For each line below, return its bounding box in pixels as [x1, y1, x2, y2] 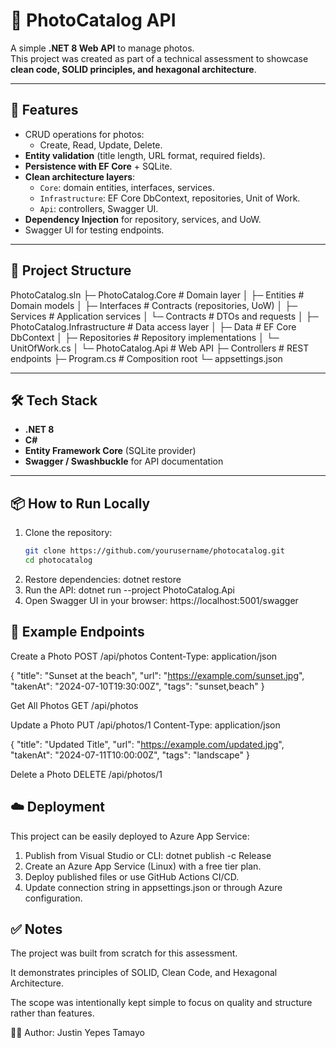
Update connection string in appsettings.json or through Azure [24, 881, 283, 893]
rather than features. [10, 1007, 95, 1019]
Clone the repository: [24, 527, 113, 539]
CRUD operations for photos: [24, 128, 145, 140]
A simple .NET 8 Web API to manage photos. [10, 42, 195, 54]
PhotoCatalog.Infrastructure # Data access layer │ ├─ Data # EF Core [10, 320, 297, 333]
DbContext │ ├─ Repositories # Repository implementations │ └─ [10, 331, 280, 343]
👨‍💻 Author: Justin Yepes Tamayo [10, 1027, 146, 1039]
